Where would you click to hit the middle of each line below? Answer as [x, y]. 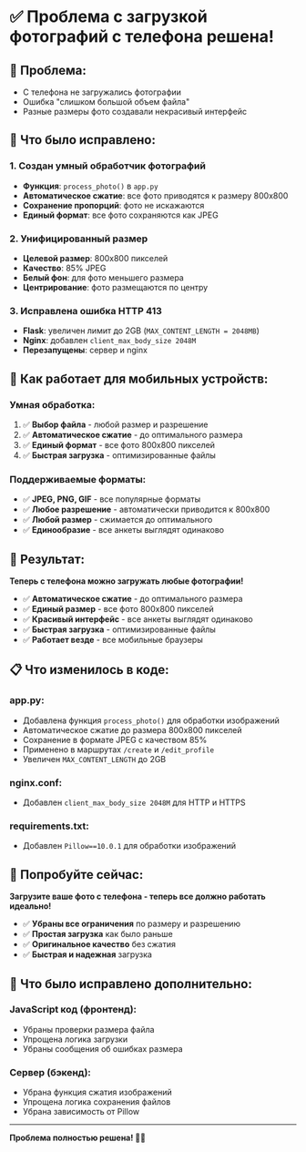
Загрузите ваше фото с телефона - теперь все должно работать [138, 897]
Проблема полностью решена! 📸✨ [77, 1138]
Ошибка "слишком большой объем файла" [106, 102]
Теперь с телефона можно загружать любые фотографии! [127, 581]
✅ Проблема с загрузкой [108, 17]
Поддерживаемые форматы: [78, 479]
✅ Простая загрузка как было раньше [97, 934]
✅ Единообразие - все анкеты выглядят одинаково [123, 530]
